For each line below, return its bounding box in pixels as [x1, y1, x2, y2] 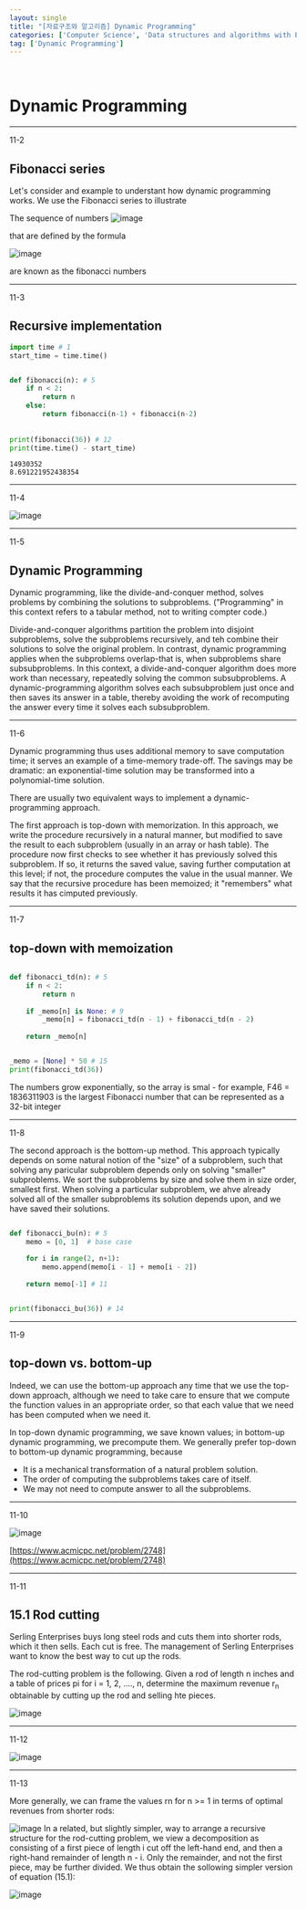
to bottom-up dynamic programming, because [9, 1446, 183, 1457]
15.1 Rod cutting [9, 1608, 100, 1623]
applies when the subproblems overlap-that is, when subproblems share [9, 654, 281, 665]
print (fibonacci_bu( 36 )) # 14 [9, 1304, 125, 1313]
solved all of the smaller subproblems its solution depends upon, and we [9, 1193, 281, 1204]
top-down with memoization [9, 940, 174, 956]
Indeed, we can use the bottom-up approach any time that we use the [9, 1379, 271, 1390]
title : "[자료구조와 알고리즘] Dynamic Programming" [9, 22, 197, 31]
